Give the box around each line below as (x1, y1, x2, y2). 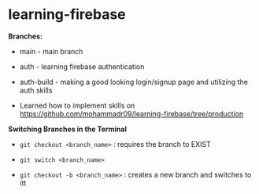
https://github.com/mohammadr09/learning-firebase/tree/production (19, 108, 244, 119)
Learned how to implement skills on (19, 101, 135, 110)
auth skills (19, 85, 53, 95)
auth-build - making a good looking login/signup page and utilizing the (19, 77, 248, 86)
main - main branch (19, 46, 83, 56)
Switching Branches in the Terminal (8, 124, 128, 134)
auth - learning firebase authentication (19, 61, 145, 71)
